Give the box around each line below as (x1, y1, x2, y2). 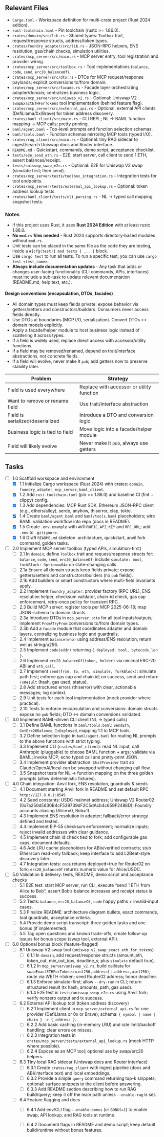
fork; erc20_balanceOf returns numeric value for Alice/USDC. (19, 867, 142, 872)
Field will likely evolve (7, 443, 57, 449)
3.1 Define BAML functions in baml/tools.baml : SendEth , (19, 722, 130, 728)
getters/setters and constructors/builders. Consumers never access (12, 307, 149, 312)
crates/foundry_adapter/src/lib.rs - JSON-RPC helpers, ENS (12, 43, 139, 48)
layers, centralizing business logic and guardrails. (19, 631, 119, 637)
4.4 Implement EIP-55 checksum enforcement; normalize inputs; (19, 824, 149, 829)
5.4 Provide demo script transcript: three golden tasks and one (19, 919, 146, 926)
